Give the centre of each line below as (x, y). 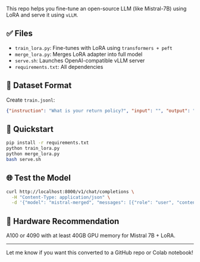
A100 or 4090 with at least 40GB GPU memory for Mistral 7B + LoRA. (91, 236)
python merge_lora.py (33, 154)
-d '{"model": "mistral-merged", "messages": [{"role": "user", (93, 203)
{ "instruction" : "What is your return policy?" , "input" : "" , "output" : (98, 111)
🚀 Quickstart (30, 129)
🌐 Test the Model (39, 178)
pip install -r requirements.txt (48, 143)
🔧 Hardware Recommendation (63, 221)
